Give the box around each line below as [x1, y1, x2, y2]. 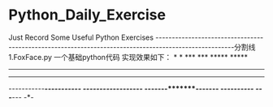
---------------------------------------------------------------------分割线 [8, 42, 256, 52]
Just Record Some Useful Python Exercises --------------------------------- [8, 32, 264, 42]
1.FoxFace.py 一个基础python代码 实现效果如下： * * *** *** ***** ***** [8, 52, 248, 62]
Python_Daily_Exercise [8, 6, 167, 24]
